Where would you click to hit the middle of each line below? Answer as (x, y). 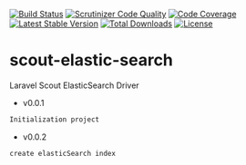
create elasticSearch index (63, 153)
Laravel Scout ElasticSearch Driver (74, 85)
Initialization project (55, 119)
